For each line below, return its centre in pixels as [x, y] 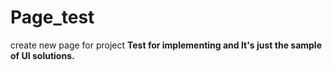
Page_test [52, 17]
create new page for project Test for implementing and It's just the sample [166, 45]
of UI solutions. [42, 55]
